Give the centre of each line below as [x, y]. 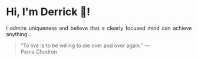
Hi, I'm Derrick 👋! [48, 12]
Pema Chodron [39, 51]
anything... [19, 34]
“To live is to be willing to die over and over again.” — [85, 45]
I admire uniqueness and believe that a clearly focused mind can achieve [99, 28]
